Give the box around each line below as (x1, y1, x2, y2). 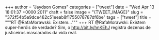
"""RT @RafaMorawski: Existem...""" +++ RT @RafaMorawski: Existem (5, 19, 146, 25)
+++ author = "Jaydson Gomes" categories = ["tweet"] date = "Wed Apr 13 (5, 4, 155, 10)
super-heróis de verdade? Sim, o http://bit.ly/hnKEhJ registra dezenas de (5, 25, 151, 30)
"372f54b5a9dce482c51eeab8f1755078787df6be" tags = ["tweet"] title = (5, 14, 152, 20)
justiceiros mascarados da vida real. (5, 30, 77, 35)
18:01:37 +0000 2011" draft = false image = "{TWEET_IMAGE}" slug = (5, 9, 143, 15)
